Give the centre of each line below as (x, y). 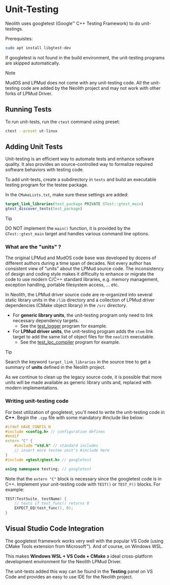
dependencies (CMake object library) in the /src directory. (66, 305)
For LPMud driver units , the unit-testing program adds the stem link (83, 331)
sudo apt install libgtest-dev (38, 48)
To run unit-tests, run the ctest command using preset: (63, 122)
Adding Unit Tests (34, 146)
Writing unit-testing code (37, 401)
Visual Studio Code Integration (55, 529)
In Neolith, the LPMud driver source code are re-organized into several (79, 295)
